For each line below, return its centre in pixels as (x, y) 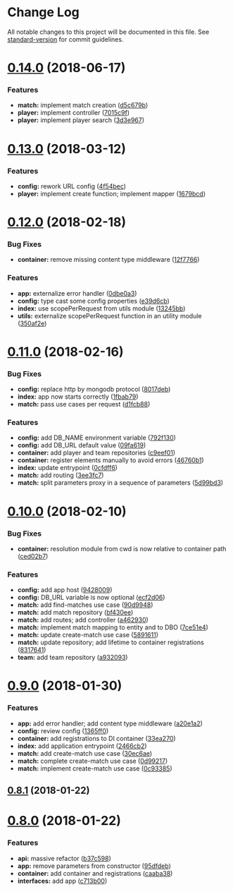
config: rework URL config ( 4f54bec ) (72, 186)
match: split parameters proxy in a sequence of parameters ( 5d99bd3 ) (120, 483)
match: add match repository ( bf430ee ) (75, 613)
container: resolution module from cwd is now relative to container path (122, 548)
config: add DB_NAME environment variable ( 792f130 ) (96, 438)
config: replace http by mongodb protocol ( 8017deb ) (94, 390)
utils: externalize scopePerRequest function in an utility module (109, 315)
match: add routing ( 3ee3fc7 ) (61, 475)
